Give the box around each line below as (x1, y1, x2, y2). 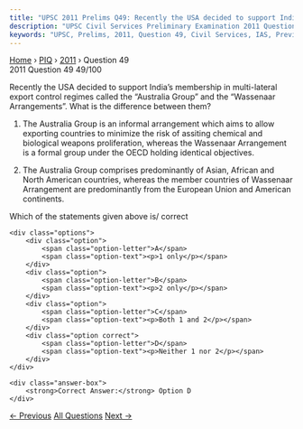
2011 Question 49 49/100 (9, 64, 102, 75)
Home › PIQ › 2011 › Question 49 (9, 55, 130, 66)
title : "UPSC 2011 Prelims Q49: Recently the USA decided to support (9, 13, 277, 23)
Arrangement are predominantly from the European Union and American (22, 184, 291, 195)
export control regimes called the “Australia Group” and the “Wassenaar (9, 91, 276, 102)
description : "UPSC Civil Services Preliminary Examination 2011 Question (9, 22, 297, 31)
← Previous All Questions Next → (9, 410, 133, 421)
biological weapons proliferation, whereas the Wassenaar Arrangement (22, 137, 287, 149)
